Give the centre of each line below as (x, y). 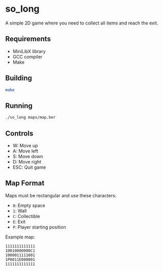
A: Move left (25, 151)
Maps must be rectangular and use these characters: (61, 195)
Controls (19, 133)
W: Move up (25, 145)
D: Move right (27, 161)
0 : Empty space (29, 205)
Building (19, 78)
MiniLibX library (29, 51)
